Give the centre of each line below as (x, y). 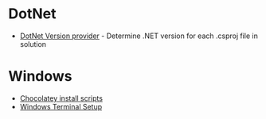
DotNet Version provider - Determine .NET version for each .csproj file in (139, 36)
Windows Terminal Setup (61, 106)
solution (33, 44)
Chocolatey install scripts (61, 98)
